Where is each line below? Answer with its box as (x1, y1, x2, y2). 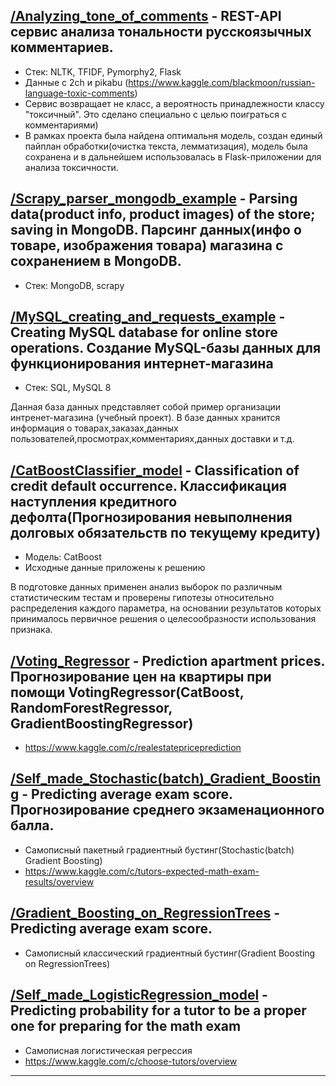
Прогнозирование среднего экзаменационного (10, 802, 325, 819)
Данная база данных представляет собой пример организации (10, 401, 282, 413)
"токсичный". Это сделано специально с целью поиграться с (24, 108, 287, 120)
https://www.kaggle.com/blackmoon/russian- (128, 76, 316, 88)
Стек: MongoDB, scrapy (24, 279, 125, 291)
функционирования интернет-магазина (10, 355, 274, 373)
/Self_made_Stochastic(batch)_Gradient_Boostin (10, 770, 322, 788)
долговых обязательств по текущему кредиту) (10, 524, 322, 541)
